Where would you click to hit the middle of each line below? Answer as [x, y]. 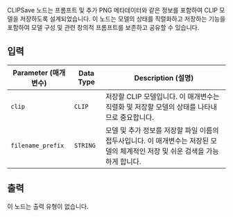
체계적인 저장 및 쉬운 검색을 [162, 151]
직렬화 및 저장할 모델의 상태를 [150, 107]
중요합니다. [137, 117]
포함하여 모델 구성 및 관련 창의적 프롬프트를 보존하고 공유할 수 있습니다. [103, 27]
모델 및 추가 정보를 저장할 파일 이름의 [162, 130]
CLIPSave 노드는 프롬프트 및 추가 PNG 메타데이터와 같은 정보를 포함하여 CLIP [113, 10]
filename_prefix [37, 145]
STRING [85, 145]
